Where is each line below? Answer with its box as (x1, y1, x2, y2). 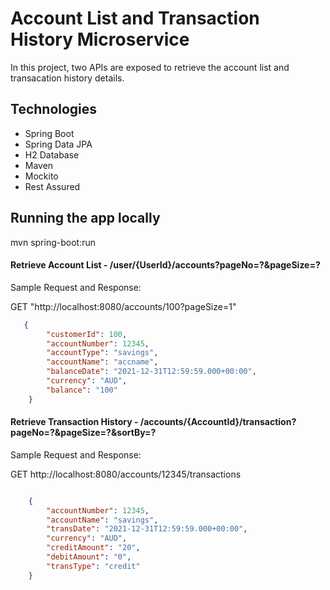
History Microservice (10, 28, 190, 51)
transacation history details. (10, 72, 125, 84)
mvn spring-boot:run (10, 236, 96, 248)
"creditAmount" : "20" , (46, 543, 141, 553)
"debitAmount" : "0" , (46, 552, 132, 562)
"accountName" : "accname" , (46, 357, 159, 367)
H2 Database (24, 148, 80, 161)
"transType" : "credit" (46, 561, 141, 571)
